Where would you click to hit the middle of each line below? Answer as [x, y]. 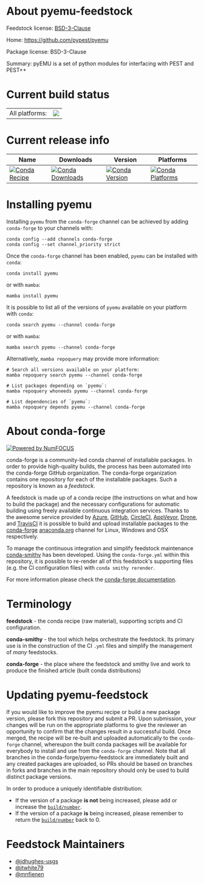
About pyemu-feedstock [70, 11]
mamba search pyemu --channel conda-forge [61, 347]
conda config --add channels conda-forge [59, 239]
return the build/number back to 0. [58, 819]
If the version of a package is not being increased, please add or [96, 800]
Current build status [58, 95]
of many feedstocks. [32, 652]
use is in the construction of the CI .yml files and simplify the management [99, 645]
